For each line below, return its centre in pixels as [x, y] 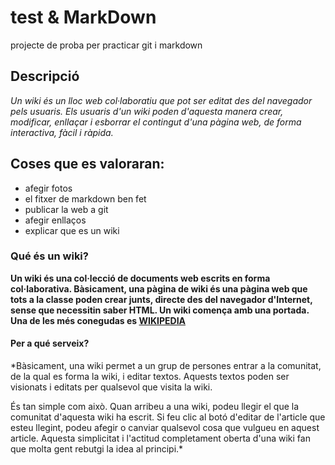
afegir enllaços [55, 220]
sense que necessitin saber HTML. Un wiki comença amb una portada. [160, 310]
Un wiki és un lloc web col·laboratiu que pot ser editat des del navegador [161, 100]
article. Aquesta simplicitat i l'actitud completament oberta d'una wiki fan [160, 438]
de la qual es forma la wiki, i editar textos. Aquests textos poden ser [150, 377]
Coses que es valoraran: [87, 164]
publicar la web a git [66, 209]
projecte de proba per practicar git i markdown [106, 45]
